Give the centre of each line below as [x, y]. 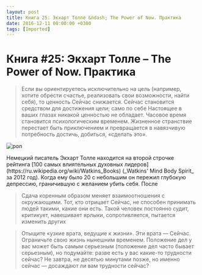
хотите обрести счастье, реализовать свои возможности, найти [105, 96]
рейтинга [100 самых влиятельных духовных [65, 165]
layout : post [23, 12]
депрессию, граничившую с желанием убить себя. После [82, 184]
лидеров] [136, 165]
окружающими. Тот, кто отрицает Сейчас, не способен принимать [109, 202]
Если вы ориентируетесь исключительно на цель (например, [101, 89]
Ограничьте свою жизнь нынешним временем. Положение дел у [106, 240]
